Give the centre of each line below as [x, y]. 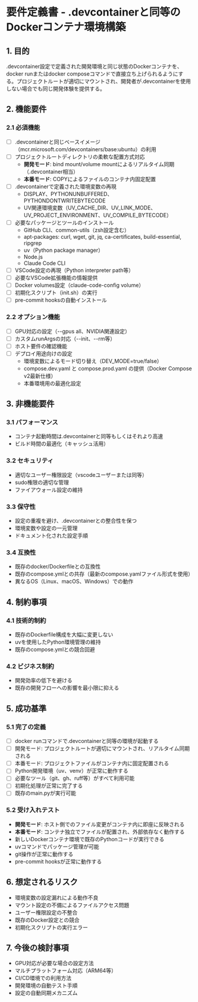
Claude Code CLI [45, 263]
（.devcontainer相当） [51, 171]
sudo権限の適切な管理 [42, 482]
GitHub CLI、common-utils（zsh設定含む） [76, 230]
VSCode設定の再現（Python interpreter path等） [74, 270]
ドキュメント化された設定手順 [51, 536]
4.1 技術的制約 [26, 620]
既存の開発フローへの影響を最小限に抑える [67, 688]
